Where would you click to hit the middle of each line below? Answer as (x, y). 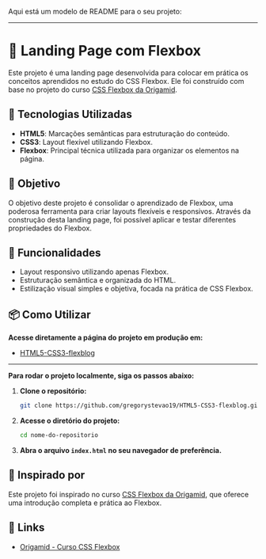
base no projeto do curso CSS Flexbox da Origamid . (93, 89)
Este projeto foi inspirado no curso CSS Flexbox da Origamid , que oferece (129, 494)
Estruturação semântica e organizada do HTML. (98, 280)
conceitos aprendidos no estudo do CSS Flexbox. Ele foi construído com (126, 81)
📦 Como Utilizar (49, 315)
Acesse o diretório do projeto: (70, 421)
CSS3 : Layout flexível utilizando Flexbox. (86, 142)
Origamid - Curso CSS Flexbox (70, 546)
